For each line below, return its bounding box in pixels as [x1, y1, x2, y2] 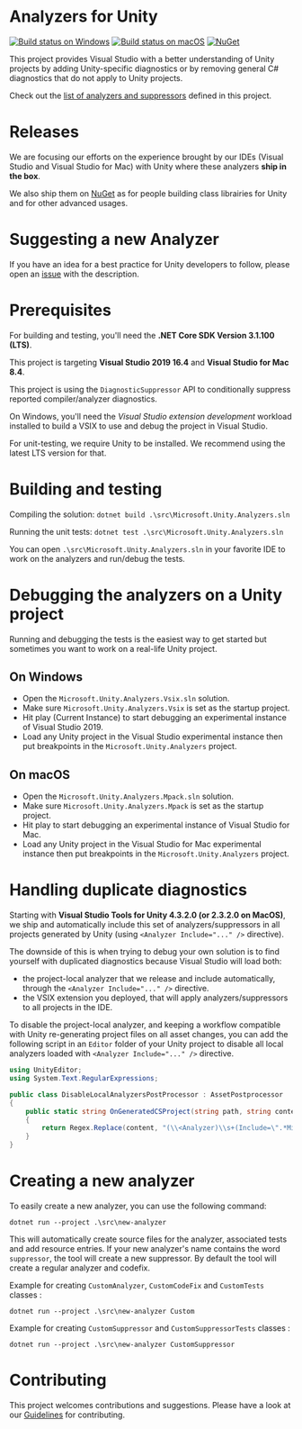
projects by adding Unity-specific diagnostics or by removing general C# [9, 63, 280, 74]
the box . [9, 170, 40, 181]
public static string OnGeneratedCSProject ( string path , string [25, 1107, 271, 1116]
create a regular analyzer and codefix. [9, 1262, 151, 1273]
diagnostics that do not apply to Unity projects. [9, 72, 183, 83]
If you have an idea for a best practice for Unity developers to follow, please [9, 258, 290, 269]
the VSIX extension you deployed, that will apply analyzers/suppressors [22, 992, 289, 1003]
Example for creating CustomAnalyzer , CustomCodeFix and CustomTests [9, 1280, 265, 1290]
